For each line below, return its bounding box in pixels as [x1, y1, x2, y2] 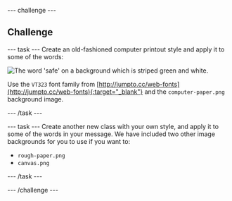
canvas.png [17, 159, 50, 166]
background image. [7, 95, 64, 103]
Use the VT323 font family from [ [7, 80, 100, 88]
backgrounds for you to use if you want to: [7, 137, 131, 145]
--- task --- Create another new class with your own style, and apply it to [7, 122, 219, 130]
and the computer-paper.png [144, 87, 225, 96]
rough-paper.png [17, 152, 65, 159]
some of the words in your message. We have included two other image [7, 130, 216, 138]
